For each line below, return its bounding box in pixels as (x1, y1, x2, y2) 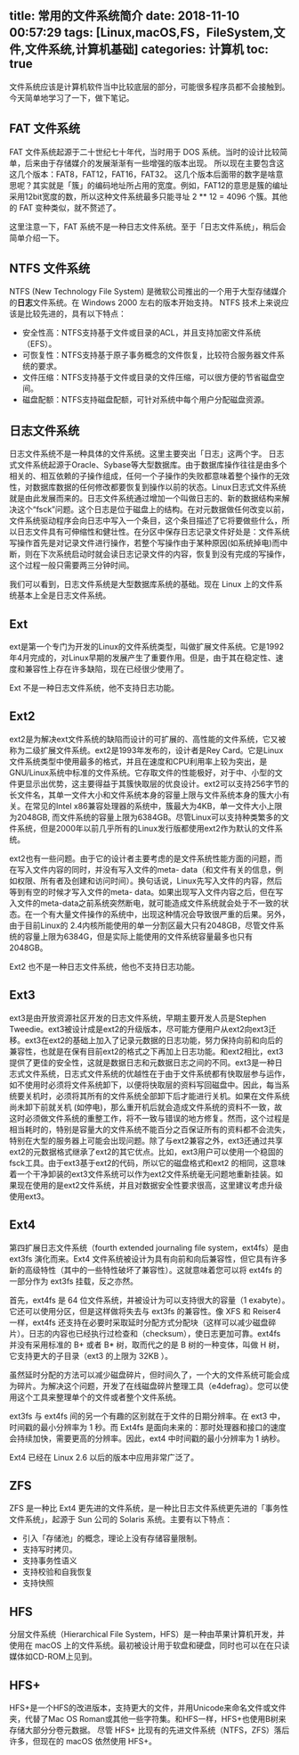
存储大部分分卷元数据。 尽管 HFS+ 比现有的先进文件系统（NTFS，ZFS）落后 (9, 1725, 290, 1735)
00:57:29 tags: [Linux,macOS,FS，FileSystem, (9, 25, 274, 40)
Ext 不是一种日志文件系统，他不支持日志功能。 (9, 683, 180, 693)
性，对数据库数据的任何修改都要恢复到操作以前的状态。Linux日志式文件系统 (9, 482, 287, 493)
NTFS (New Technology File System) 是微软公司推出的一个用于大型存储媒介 (9, 286, 287, 297)
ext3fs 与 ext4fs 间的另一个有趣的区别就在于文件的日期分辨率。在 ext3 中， (9, 1411, 286, 1421)
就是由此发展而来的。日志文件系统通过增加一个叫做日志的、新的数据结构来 (9, 493, 282, 504)
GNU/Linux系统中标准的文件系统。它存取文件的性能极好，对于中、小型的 (9, 766, 276, 778)
